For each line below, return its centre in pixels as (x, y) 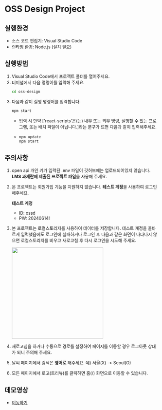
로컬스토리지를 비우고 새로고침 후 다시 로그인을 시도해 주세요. (79, 241)
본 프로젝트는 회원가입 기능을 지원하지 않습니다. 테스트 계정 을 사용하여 (78, 187)
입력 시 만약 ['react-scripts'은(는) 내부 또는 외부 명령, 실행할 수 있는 (83, 121)
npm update (30, 137)
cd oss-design (26, 92)
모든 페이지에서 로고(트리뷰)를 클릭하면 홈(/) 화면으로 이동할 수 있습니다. (80, 373)
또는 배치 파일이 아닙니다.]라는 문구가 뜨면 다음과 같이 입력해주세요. (93, 127)
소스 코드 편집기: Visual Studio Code (47, 41)
